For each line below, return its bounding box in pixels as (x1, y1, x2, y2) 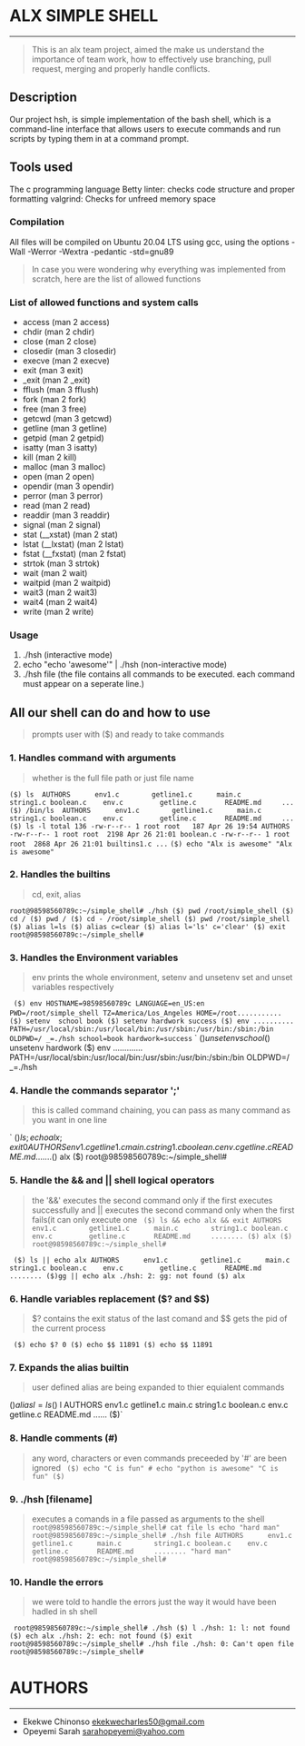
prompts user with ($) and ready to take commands (31, 729, 225, 740)
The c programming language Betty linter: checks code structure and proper (9, 184, 295, 194)
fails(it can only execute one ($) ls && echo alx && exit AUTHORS (31, 1214, 282, 1225)
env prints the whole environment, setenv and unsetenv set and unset (31, 972, 293, 983)
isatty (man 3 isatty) (22, 442, 98, 453)
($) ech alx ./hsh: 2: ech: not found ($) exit (9, 1632, 193, 1641)
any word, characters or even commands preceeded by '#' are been (31, 1453, 288, 1463)
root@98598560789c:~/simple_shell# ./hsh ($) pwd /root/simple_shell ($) (9, 906, 295, 916)
